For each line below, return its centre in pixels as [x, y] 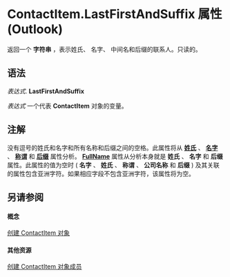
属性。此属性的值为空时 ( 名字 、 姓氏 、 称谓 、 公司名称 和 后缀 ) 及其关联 [113, 165]
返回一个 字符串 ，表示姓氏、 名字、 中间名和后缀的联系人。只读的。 [104, 49]
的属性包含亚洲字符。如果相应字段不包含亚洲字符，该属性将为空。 [101, 173]
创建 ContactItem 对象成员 [45, 267]
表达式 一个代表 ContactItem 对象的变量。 [67, 106]
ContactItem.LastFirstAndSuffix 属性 [115, 14]
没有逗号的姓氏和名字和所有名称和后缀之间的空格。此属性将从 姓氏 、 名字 [113, 147]
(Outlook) [35, 29]
